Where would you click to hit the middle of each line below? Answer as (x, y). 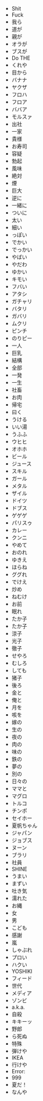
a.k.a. (18, 1007)
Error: (18, 1071)
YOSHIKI (22, 971)
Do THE (21, 58)
